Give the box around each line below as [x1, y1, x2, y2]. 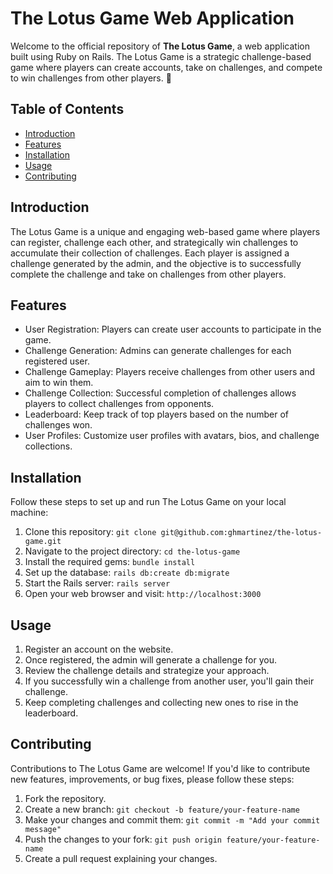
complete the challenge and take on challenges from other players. [10, 268, 287, 280]
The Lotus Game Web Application [10, 7, 295, 30]
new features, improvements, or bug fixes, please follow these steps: [10, 773, 295, 785]
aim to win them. [24, 377, 94, 389]
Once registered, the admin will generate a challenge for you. [24, 654, 277, 666]
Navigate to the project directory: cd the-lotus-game [24, 545, 241, 557]
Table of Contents [10, 101, 125, 118]
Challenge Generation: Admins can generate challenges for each [24, 345, 292, 357]
